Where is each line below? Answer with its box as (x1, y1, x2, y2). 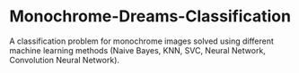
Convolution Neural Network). (9, 54, 119, 65)
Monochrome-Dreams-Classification (9, 6, 292, 27)
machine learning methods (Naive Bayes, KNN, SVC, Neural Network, (9, 45, 267, 55)
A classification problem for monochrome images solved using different (9, 36, 274, 46)
